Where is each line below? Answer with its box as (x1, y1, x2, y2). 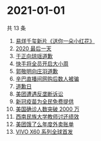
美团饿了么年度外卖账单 (15, 120, 74, 128)
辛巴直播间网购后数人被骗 (15, 75, 79, 82)
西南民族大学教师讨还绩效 (15, 113, 79, 120)
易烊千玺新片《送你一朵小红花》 (15, 37, 95, 44)
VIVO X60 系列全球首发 (15, 128, 73, 135)
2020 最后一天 (15, 45, 52, 52)
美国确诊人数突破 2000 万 (15, 105, 80, 113)
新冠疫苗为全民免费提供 (15, 97, 74, 105)
